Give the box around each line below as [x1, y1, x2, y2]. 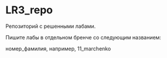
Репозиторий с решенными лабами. [5, 23, 96, 30]
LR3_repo [5, 3, 53, 17]
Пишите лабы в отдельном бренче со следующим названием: [5, 34, 162, 41]
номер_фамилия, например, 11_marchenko [5, 45, 111, 52]
